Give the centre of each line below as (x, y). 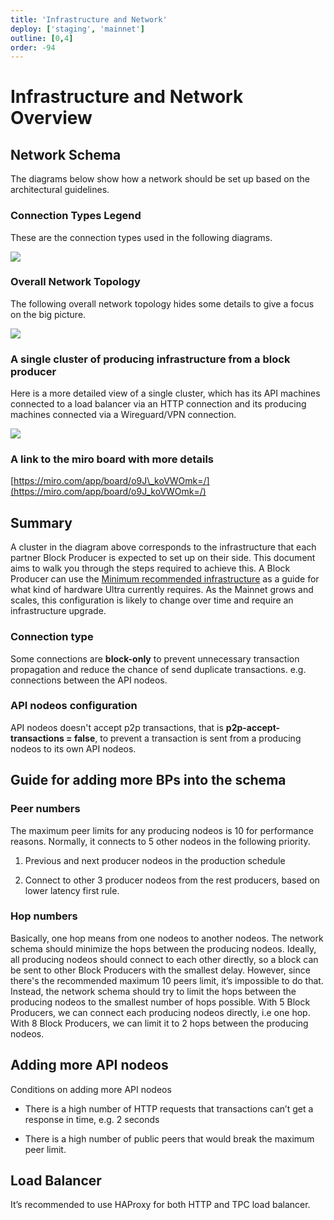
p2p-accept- (253, 727)
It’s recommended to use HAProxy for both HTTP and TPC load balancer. (160, 1205)
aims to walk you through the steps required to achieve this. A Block (150, 568)
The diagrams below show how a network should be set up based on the (160, 179)
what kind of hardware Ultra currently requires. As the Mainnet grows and (162, 590)
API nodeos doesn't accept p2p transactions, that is (117, 727)
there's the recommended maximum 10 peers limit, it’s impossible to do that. (167, 980)
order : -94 (33, 47)
